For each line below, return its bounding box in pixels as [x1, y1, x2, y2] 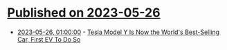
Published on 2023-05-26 [7, 5, 161, 21]
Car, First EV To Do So [17, 35, 81, 43]
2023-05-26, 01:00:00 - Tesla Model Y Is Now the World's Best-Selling [17, 28, 220, 36]
